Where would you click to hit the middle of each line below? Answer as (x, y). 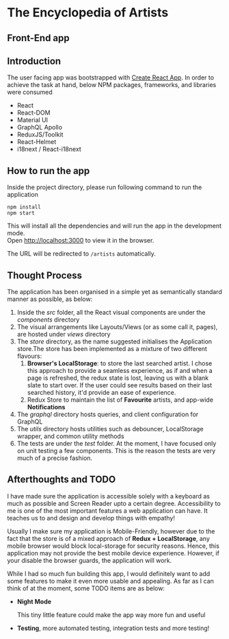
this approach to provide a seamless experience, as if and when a (120, 371)
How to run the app (49, 170)
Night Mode (34, 601)
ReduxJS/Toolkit (40, 134)
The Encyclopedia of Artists (88, 13)
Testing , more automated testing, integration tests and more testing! (113, 628)
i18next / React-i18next (49, 149)
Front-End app (38, 38)
